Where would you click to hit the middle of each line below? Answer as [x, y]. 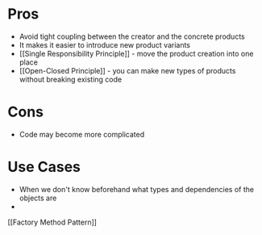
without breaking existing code [71, 79]
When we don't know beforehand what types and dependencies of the [137, 189]
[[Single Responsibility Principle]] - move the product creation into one [136, 53]
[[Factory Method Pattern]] [52, 222]
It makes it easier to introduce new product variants [105, 44]
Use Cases [44, 167]
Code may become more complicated [82, 134]
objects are [38, 198]
